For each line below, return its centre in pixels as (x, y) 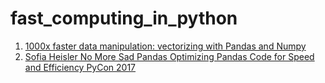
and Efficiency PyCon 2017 (80, 67)
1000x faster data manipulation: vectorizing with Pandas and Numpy (165, 46)
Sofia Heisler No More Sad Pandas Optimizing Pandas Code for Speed (169, 56)
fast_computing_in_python (124, 18)
